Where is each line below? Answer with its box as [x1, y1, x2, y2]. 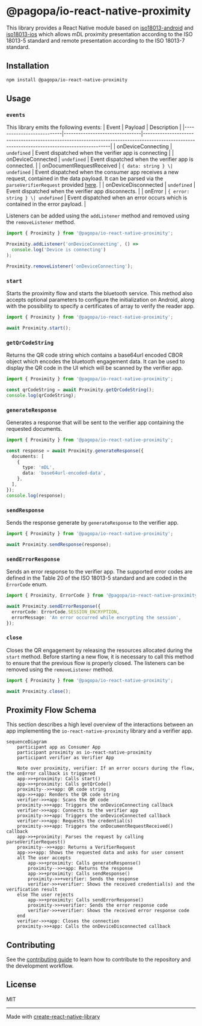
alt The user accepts [17, 855, 71, 861]
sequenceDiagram [6, 739, 47, 745]
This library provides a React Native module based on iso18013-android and [6, 24, 194, 31]
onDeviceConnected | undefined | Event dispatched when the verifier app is [6, 155, 194, 163]
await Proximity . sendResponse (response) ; [6, 541, 112, 548]
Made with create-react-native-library [6, 1013, 100, 1020]
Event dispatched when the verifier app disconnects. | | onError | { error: [6, 188, 190, 195]
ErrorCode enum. [6, 581, 48, 588]
